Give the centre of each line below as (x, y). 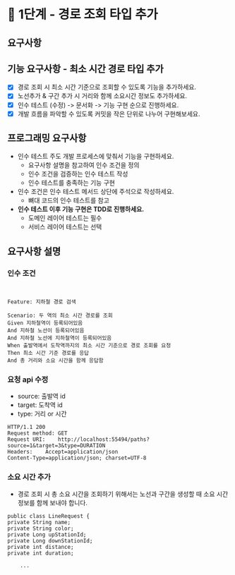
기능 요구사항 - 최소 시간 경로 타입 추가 (85, 69)
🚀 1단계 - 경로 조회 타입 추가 (83, 14)
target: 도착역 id (40, 405)
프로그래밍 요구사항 (47, 138)
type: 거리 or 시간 (42, 414)
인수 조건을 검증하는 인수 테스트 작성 (78, 174)
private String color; (41, 528)
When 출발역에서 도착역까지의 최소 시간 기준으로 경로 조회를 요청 (89, 346)
